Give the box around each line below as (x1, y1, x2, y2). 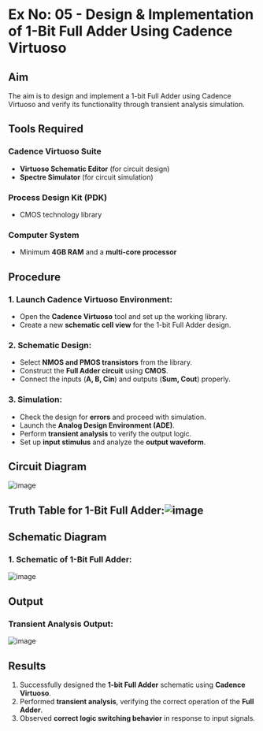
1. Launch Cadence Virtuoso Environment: (8, 294, 173, 305)
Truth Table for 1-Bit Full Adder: (8, 503, 165, 517)
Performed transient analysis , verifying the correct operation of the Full (19, 696, 254, 706)
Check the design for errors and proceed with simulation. (19, 412, 206, 421)
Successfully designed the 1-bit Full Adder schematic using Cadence (19, 680, 246, 689)
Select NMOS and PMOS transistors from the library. (19, 358, 193, 367)
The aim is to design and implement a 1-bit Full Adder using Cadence (8, 91, 232, 100)
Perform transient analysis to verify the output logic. (19, 429, 192, 438)
